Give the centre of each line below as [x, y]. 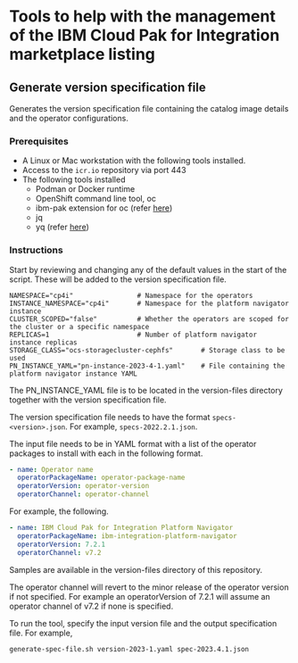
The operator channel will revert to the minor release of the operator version [149, 587]
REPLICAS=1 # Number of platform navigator [133, 335]
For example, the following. [59, 511]
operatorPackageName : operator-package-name [101, 478]
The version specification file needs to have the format [110, 417]
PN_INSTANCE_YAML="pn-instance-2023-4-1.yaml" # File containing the [147, 366]
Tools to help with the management [143, 17]
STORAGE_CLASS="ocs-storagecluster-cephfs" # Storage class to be [147, 350]
